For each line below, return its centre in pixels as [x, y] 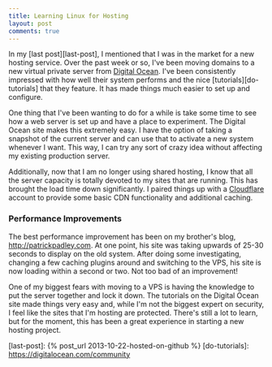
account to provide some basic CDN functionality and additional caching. [131, 198]
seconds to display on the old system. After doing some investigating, [125, 253]
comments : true [34, 31]
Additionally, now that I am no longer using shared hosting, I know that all [131, 172]
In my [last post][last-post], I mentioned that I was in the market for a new [131, 54]
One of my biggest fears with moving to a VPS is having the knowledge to [132, 287]
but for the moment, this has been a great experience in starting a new [126, 321]
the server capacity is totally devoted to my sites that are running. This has [133, 180]
